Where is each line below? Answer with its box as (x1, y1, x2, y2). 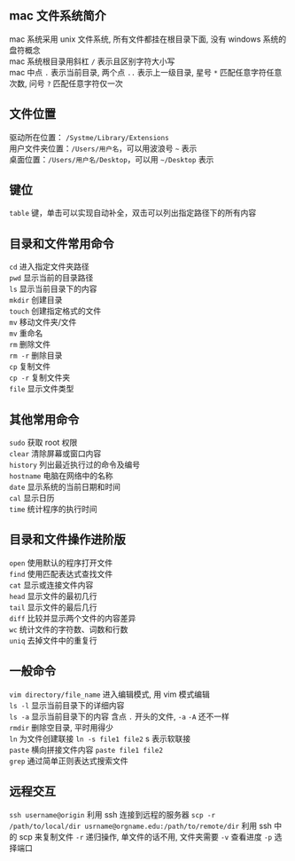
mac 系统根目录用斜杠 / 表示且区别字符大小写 (9, 56, 175, 67)
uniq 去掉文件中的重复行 (9, 635, 97, 645)
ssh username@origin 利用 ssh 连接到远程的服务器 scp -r (9, 809, 215, 819)
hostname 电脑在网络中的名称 (9, 470, 113, 481)
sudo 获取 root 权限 (9, 438, 78, 448)
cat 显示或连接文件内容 (9, 580, 94, 590)
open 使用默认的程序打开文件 (9, 557, 113, 568)
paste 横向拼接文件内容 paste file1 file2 (9, 744, 164, 754)
